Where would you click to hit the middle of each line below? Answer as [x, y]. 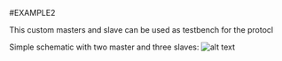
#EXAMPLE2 [32, 13]
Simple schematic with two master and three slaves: [104, 47]
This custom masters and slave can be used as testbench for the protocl [141, 30]
